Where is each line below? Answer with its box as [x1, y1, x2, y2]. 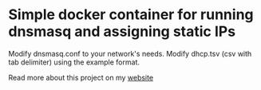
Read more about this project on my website [8, 72, 154, 82]
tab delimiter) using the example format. [8, 57, 140, 67]
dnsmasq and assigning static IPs [8, 22, 236, 41]
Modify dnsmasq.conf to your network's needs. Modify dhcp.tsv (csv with [8, 49, 252, 58]
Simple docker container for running [8, 6, 254, 24]
